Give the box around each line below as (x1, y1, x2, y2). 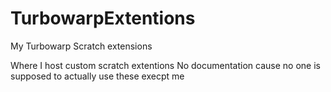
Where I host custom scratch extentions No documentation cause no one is (10, 59, 321, 71)
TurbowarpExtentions (10, 7, 196, 30)
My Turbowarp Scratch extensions (10, 40, 153, 52)
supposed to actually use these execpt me (10, 70, 185, 82)
